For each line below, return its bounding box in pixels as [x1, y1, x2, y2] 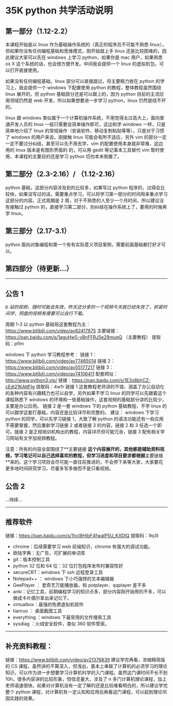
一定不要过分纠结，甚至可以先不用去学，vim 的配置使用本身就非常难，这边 [5, 140, 163, 147]
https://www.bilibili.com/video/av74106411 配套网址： [5, 371, 118, 377]
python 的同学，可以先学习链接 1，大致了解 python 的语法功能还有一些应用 [5, 416, 164, 422]
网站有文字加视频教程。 [9, 435, 60, 442]
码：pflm [5, 341, 24, 347]
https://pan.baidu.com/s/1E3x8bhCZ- [72, 377, 151, 383]
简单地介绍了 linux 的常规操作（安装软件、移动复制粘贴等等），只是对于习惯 [5, 128, 165, 134]
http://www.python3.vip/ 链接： [5, 377, 72, 383]
